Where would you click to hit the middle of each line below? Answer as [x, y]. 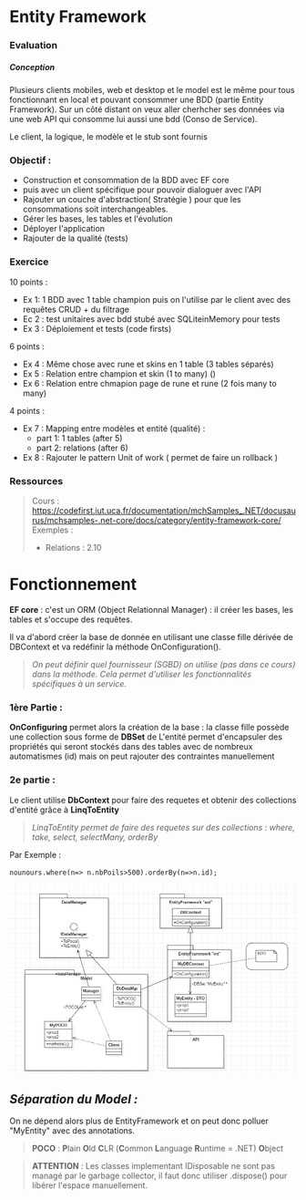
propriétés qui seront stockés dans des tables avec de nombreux [131, 747]
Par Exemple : [36, 854]
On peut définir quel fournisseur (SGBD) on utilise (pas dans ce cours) [163, 664]
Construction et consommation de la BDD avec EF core [126, 181]
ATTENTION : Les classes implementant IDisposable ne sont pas [153, 1166]
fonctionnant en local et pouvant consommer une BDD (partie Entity [137, 100]
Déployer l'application [64, 229]
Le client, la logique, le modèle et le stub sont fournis [108, 137]
